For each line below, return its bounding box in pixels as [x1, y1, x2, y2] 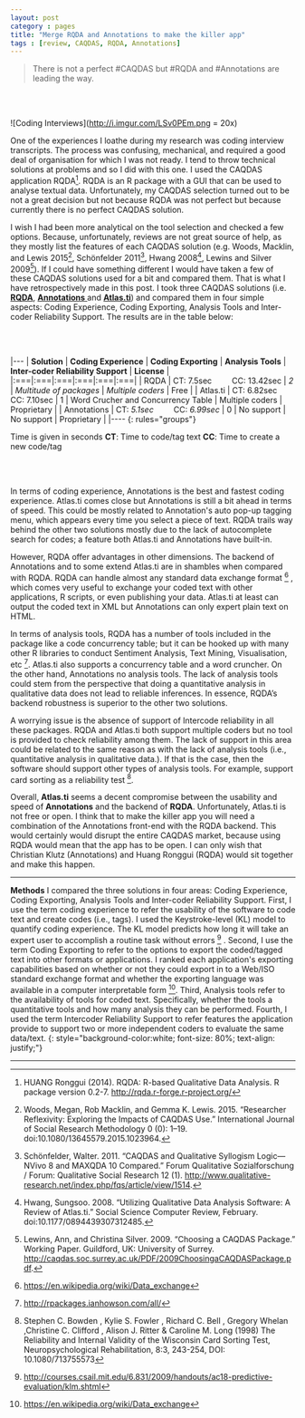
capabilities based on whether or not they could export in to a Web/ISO [10, 963, 275, 974]
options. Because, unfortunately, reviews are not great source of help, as [10, 231, 282, 242]
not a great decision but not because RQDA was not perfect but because [10, 194, 281, 205]
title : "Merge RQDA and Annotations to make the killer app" [10, 30, 246, 39]
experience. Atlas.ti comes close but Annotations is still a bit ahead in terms [10, 496, 292, 506]
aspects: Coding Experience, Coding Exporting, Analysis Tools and [10, 302, 260, 313]
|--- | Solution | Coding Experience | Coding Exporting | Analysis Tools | [10, 356, 287, 367]
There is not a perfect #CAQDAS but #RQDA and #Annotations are [32, 63, 280, 74]
